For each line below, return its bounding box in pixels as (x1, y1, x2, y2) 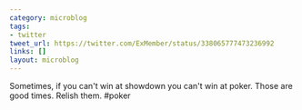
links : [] (9, 47, 47, 56)
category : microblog (9, 13, 88, 23)
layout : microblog (9, 55, 79, 65)
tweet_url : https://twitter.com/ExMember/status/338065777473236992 (9, 38, 275, 48)
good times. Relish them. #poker (9, 90, 131, 101)
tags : (9, 22, 30, 31)
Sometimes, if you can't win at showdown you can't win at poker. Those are (9, 81, 293, 91)
